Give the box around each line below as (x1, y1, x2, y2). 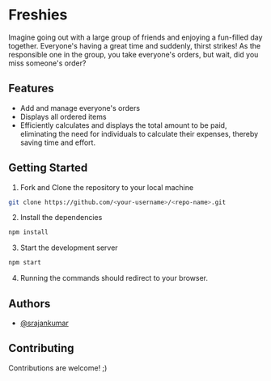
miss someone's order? (8, 58, 87, 68)
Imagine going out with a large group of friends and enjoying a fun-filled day (8, 32, 263, 42)
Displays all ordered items (19, 112, 107, 121)
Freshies (8, 6, 68, 24)
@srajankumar (19, 318, 69, 328)
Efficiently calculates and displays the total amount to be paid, (19, 120, 227, 130)
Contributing (8, 341, 74, 355)
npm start (8, 259, 42, 267)
